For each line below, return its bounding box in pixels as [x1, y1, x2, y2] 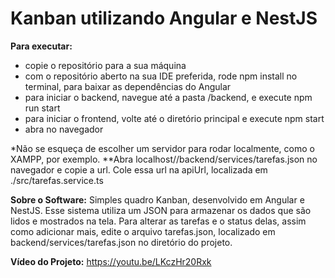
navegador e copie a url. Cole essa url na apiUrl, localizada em [10, 163, 268, 176]
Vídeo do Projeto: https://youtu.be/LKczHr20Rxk [10, 255, 212, 267]
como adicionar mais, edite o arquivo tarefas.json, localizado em [10, 225, 276, 237]
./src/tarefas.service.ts [10, 174, 104, 186]
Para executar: [10, 40, 73, 52]
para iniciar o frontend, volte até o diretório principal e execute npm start [24, 112, 325, 124]
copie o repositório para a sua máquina [24, 59, 187, 71]
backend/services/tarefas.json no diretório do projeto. [10, 236, 233, 248]
